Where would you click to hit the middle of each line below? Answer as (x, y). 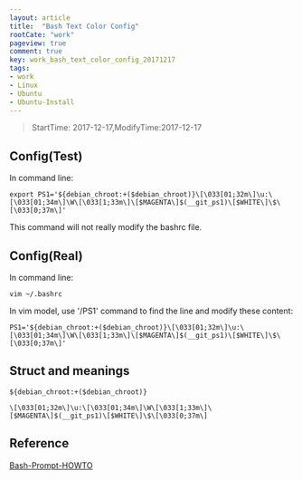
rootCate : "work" (42, 34)
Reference (39, 443)
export (22, 195)
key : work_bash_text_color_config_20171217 (93, 60)
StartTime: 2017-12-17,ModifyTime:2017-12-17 (116, 128)
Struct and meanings (70, 371)
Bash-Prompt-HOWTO (51, 465)
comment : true (36, 52)
